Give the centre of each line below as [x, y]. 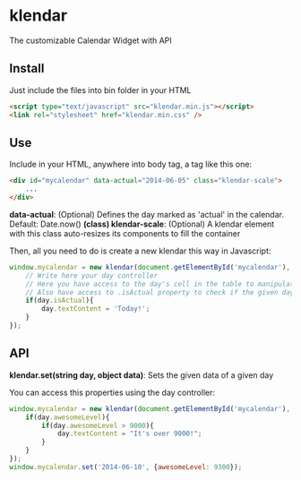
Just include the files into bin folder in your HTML [100, 90]
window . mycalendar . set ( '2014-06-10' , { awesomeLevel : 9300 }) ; [126, 467]
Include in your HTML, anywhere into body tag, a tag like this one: [131, 164]
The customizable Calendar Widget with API [90, 40]
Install [27, 69]
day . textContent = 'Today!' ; [96, 309]
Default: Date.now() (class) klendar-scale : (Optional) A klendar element [142, 224]
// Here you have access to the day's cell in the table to [140, 284]
